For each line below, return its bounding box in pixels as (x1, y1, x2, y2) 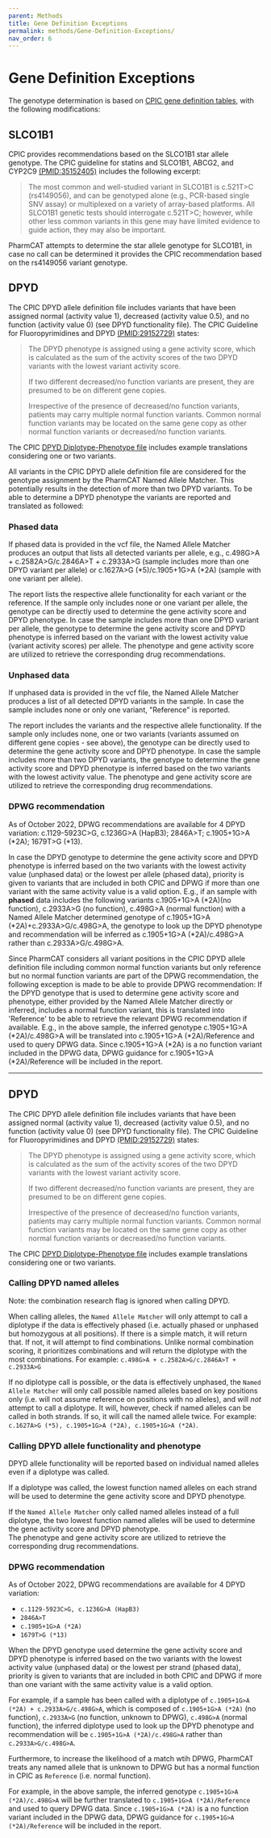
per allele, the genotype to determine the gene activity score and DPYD (8, 623, 246, 634)
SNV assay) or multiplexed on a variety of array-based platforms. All (27, 199, 256, 208)
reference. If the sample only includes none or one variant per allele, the (8, 598, 248, 608)
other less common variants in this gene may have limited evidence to (27, 216, 261, 226)
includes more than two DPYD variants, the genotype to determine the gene (8, 755, 261, 765)
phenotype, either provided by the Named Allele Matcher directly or (8, 997, 233, 1006)
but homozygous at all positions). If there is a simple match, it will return (8, 1328, 248, 1338)
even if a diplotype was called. (8, 1467, 110, 1477)
